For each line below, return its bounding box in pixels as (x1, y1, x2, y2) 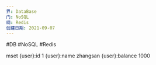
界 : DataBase (6, 8, 37, 15)
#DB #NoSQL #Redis (6, 41, 57, 48)
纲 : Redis (6, 19, 29, 25)
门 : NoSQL (6, 14, 29, 20)
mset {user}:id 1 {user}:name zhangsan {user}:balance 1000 (6, 52, 151, 59)
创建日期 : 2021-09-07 (6, 25, 56, 31)
